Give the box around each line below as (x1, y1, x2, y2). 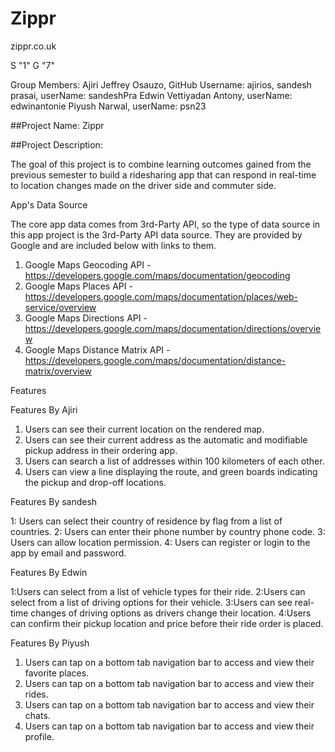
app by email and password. (10, 547, 127, 559)
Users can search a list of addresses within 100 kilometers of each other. (24, 455, 325, 467)
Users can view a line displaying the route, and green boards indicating (24, 465, 318, 477)
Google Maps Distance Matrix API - (24, 343, 171, 356)
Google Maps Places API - (24, 280, 133, 292)
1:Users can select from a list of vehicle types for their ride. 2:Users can (10, 585, 306, 597)
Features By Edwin (10, 566, 88, 578)
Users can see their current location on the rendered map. (24, 423, 265, 435)
